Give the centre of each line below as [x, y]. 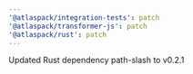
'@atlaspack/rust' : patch [57, 34]
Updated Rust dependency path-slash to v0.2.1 [96, 60]
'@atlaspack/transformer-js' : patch [78, 26]
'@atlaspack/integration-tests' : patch [84, 18]
